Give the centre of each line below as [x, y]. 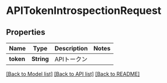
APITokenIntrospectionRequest [84, 11]
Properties [26, 32]
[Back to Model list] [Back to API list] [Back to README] [73, 74]
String [40, 59]
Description [71, 48]
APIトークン [71, 59]
